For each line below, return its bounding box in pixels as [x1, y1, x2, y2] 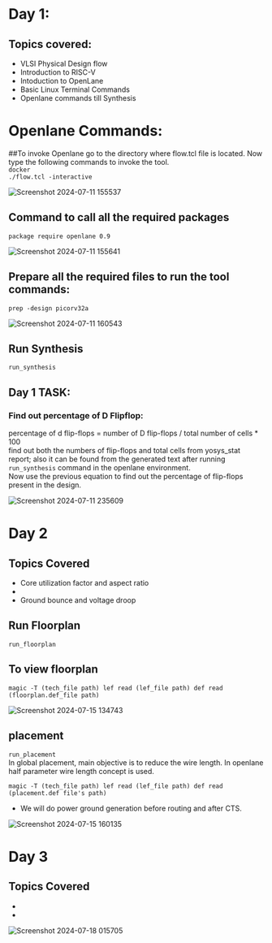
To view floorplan [8, 663, 99, 677]
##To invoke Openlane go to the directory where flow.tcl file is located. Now [8, 148, 263, 158]
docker [8, 166, 31, 174]
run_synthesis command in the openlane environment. [8, 463, 191, 473]
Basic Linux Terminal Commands [19, 84, 130, 94]
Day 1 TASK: [8, 385, 71, 399]
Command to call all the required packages [8, 210, 230, 224]
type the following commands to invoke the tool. [8, 157, 170, 167]
